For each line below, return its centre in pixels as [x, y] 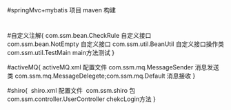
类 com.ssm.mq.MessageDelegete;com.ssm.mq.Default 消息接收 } [101, 76]
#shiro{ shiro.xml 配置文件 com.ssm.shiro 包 [71, 91]
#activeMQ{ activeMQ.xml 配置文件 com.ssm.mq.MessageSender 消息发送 [113, 67]
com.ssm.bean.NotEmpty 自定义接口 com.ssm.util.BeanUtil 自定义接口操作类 [115, 44]
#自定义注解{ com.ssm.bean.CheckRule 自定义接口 [79, 36]
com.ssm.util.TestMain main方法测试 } [61, 53]
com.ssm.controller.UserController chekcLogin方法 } [82, 99]
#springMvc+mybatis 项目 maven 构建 [61, 10]
